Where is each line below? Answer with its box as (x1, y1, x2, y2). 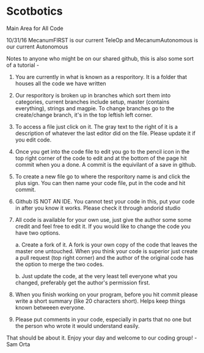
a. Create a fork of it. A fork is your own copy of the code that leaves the (15, 241, 197, 248)
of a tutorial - (6, 61, 40, 69)
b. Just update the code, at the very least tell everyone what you (15, 272, 178, 279)
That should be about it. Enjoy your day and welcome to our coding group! (6, 334, 194, 341)
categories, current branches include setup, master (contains (15, 98, 170, 105)
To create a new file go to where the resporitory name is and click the (15, 173, 191, 180)
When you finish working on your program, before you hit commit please (15, 290, 199, 298)
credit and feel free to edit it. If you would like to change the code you (15, 222, 191, 230)
